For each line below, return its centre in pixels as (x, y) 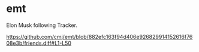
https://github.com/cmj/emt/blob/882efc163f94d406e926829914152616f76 (99, 36)
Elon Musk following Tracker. (42, 25)
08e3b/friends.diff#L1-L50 (39, 43)
